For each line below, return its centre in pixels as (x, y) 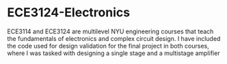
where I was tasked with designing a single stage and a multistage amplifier (113, 53)
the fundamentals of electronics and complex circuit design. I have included (114, 38)
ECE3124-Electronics (69, 13)
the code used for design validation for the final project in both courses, (108, 46)
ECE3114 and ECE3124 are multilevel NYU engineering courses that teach (110, 31)
